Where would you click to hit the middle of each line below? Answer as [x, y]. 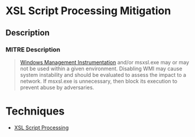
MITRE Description [33, 50]
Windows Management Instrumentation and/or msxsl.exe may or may [105, 62]
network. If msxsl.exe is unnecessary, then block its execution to [99, 81]
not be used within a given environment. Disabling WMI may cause [101, 68]
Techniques [35, 111]
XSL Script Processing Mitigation [88, 11]
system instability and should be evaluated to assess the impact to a [103, 74]
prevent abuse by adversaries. [57, 87]
